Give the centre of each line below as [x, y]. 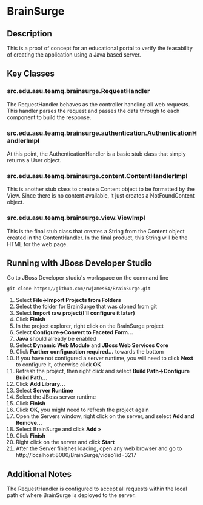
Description [29, 34]
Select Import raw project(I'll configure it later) [75, 313]
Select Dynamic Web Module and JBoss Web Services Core [92, 345]
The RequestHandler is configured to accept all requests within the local [97, 489]
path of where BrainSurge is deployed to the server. [71, 495]
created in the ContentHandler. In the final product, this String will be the [97, 238]
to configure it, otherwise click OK [58, 365]
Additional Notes [39, 474]
